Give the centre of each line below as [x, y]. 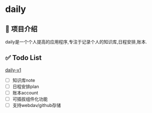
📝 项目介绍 [21, 29]
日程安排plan [25, 86]
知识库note [24, 80]
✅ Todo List [23, 58]
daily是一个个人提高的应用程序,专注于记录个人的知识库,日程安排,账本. [76, 42]
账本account [25, 92]
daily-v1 [13, 70]
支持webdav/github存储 [36, 105]
